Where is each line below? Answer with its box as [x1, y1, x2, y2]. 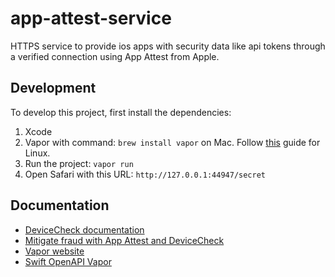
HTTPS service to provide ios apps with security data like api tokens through [10, 40, 326, 52]
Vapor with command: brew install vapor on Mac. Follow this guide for [24, 136, 321, 148]
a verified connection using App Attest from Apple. [10, 50, 220, 62]
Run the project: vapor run [24, 157, 134, 169]
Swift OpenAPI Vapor [24, 255, 112, 267]
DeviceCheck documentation [24, 223, 145, 236]
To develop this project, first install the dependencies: [10, 106, 232, 118]
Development [10, 80, 97, 97]
